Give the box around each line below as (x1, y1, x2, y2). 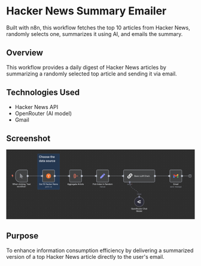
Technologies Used (6, 87, 80, 98)
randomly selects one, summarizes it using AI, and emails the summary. (6, 30, 183, 37)
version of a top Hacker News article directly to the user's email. (6, 253, 165, 260)
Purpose (6, 231, 39, 241)
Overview (6, 48, 44, 58)
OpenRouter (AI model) (14, 110, 72, 117)
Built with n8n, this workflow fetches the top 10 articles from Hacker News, (6, 24, 190, 31)
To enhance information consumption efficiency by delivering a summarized (6, 247, 194, 254)
